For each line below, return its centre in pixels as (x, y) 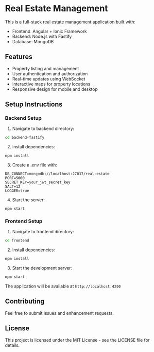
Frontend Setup (24, 221)
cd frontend (17, 240)
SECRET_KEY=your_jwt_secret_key (38, 182)
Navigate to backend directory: (43, 128)
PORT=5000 (15, 178)
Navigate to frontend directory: (43, 232)
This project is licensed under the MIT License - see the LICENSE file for (77, 340)
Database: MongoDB (33, 41)
